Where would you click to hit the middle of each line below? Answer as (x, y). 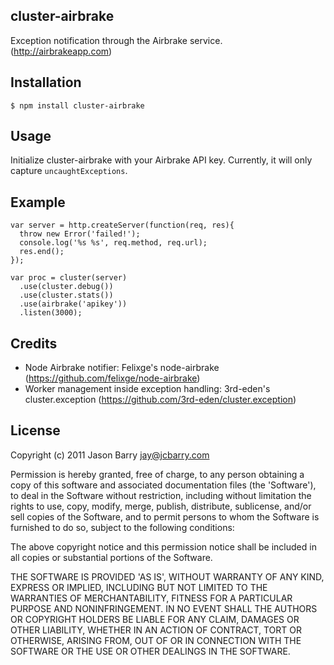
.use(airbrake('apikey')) (73, 304)
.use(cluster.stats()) (66, 295)
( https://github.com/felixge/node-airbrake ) (112, 378)
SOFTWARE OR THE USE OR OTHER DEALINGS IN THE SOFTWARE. (150, 651)
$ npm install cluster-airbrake (77, 105)
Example (38, 202)
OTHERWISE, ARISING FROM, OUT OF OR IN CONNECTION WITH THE (156, 640)
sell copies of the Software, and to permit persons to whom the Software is (165, 516)
